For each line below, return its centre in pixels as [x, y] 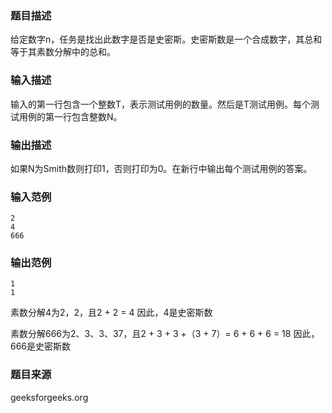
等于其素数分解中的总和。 [63, 52]
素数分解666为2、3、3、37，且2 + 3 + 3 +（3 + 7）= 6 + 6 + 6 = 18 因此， [165, 334]
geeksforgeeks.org [49, 397]
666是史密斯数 [41, 346]
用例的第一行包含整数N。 [70, 116]
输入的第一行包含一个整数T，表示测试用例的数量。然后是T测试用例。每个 [161, 104]
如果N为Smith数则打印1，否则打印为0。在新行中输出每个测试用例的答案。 [161, 168]
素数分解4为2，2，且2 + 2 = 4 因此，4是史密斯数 [111, 313]
